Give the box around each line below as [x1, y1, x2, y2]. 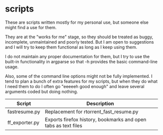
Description [86, 100, 114, 107]
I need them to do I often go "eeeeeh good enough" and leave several [5, 83, 145, 89]
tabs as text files [45, 122, 82, 129]
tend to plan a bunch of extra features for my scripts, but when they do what [5, 78, 158, 84]
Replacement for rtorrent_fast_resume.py [45, 108, 139, 115]
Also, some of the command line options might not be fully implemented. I [5, 73, 153, 79]
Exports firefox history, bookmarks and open [45, 116, 147, 123]
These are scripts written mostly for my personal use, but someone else [5, 19, 149, 25]
